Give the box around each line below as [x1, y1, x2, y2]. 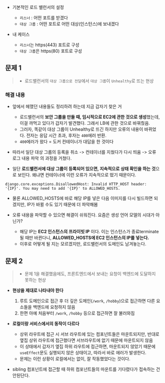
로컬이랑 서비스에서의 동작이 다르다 [12, 320, 80, 326]
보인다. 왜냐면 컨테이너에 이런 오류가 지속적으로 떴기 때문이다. [17, 172, 137, 178]
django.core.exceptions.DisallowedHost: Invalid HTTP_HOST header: [5, 182, 147, 187]
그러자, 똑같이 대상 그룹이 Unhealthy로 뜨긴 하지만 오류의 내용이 [19, 126, 143, 132]
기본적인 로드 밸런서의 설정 [12, 4, 64, 10]
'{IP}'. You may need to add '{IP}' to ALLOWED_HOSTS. [5, 186, 121, 191]
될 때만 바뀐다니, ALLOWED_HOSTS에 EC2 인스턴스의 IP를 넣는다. [19, 235, 149, 241]
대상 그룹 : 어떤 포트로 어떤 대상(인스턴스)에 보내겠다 [19, 21, 120, 27]
